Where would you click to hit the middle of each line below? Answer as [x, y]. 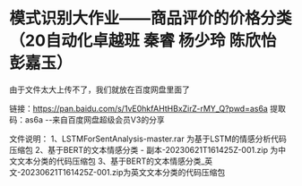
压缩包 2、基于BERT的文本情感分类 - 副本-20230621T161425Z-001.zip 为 [144, 149]
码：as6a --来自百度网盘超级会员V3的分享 [87, 119]
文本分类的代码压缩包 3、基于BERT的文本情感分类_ [111, 161]
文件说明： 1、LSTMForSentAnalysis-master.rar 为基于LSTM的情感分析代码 [148, 139]
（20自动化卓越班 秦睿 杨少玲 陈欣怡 [143, 41]
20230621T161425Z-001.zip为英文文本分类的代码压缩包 [123, 172]
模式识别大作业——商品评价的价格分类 [151, 18]
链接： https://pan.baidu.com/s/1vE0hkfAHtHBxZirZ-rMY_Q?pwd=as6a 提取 [148, 108]
